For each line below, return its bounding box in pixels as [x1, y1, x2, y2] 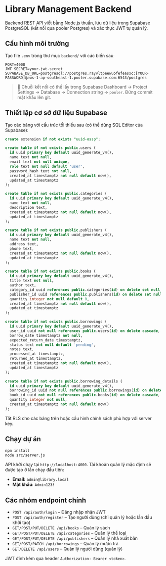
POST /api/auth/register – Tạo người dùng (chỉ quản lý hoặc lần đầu [12, 515, 152, 520]
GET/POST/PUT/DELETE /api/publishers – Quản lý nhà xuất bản [12, 535, 138, 541]
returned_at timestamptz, [9, 356, 63, 361]
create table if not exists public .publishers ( [5, 228, 107, 233]
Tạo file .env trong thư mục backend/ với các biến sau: [5, 52, 115, 58]
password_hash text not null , [9, 168, 72, 174]
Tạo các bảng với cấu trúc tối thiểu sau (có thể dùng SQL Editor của [5, 122, 143, 128]
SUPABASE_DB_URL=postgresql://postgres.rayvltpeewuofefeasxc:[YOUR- [5, 71, 149, 76]
